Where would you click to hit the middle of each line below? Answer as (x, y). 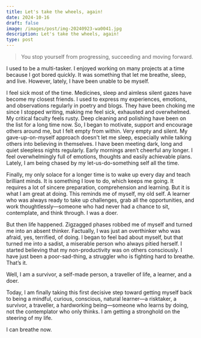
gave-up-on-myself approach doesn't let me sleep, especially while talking (99, 137)
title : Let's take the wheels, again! (55, 12)
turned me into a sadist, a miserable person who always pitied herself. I (94, 243)
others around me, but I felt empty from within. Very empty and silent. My (97, 131)
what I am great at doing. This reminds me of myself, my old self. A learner (98, 194)
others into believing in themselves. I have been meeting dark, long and (94, 144)
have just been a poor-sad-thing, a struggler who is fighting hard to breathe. (100, 256)
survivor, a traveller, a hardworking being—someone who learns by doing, (97, 305)
